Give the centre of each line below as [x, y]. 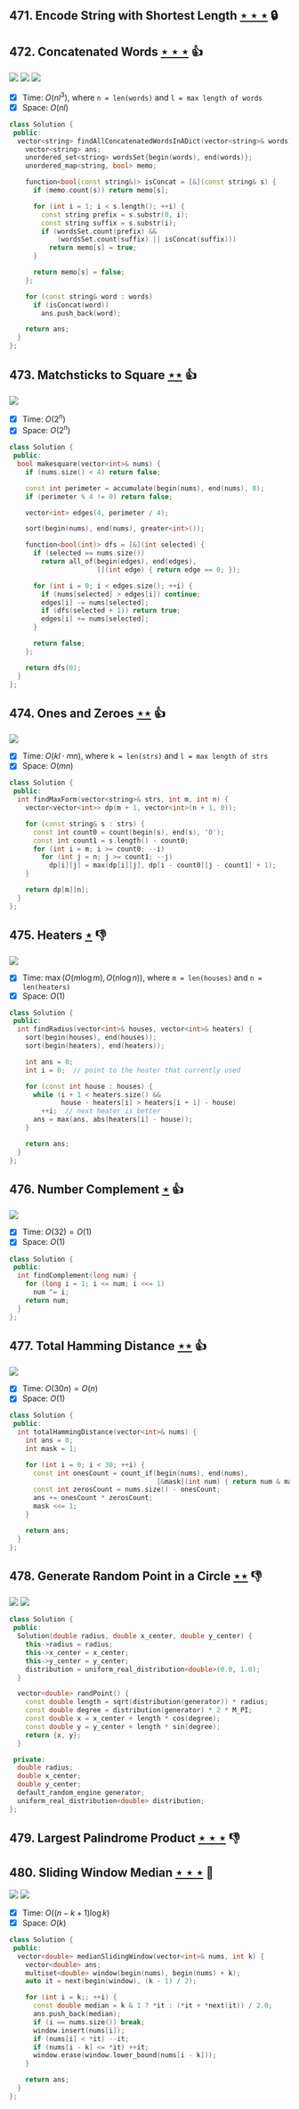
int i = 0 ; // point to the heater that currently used [133, 1070]
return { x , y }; [53, 1735]
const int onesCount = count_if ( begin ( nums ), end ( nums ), [141, 1473]
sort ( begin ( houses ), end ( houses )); [91, 1038]
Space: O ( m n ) [48, 766]
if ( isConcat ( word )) [71, 305]
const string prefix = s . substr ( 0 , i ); [115, 214]
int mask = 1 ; [51, 1448]
